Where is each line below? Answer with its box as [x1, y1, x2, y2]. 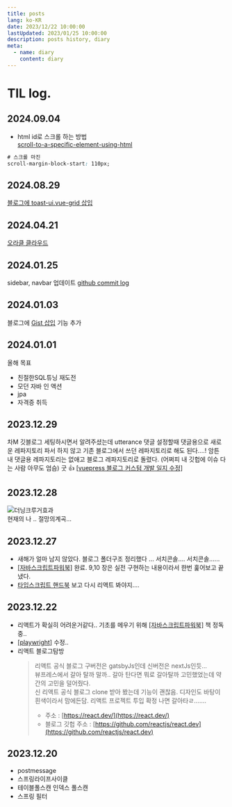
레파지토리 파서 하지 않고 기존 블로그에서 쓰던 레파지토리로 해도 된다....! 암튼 [14, 447, 220, 455]
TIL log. [7, 85, 51, 101]
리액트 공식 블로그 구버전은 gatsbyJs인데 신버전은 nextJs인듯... [34, 662, 207, 670]
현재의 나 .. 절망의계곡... [7, 515, 72, 523]
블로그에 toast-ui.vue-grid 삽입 [7, 199, 93, 207]
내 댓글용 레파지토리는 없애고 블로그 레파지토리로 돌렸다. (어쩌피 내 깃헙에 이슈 [7, 455, 219, 463]
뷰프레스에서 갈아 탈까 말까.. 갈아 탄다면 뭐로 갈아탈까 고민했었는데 [34, 670, 215, 678]
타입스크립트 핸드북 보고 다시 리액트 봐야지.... [17, 581, 140, 589]
